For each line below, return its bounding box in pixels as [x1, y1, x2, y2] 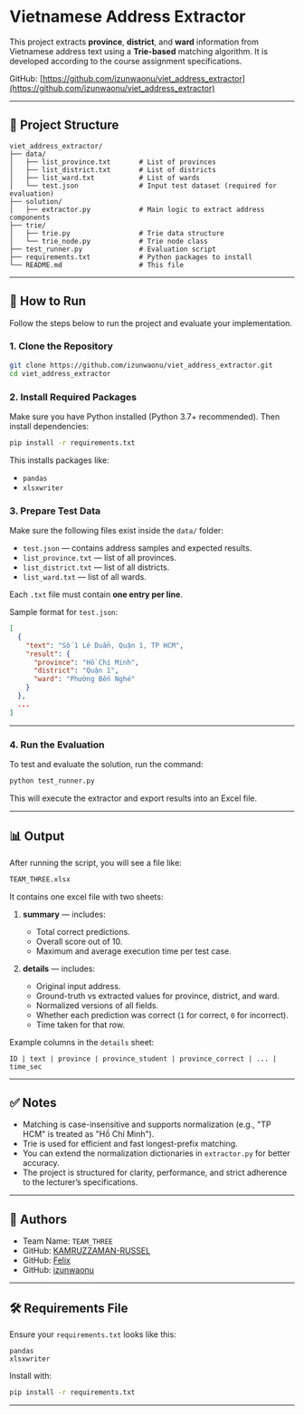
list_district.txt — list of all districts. [22, 562, 170, 573]
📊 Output [9, 829, 65, 844]
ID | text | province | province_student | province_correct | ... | [9, 1054, 278, 1064]
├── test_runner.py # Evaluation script [9, 245, 217, 254]
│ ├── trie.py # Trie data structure [9, 228, 224, 237]
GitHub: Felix [22, 1255, 71, 1266]
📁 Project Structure [9, 118, 119, 133]
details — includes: [22, 963, 96, 974]
